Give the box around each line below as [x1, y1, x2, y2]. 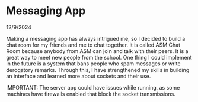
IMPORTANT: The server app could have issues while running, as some [6, 84, 180, 91]
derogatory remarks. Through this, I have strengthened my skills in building [6, 66, 190, 73]
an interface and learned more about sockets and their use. [6, 73, 151, 80]
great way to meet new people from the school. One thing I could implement [6, 54, 192, 61]
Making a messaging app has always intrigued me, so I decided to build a [6, 35, 186, 42]
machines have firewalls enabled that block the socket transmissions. [6, 90, 176, 97]
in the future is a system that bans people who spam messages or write [6, 60, 181, 67]
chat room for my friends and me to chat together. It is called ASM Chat [6, 41, 181, 48]
